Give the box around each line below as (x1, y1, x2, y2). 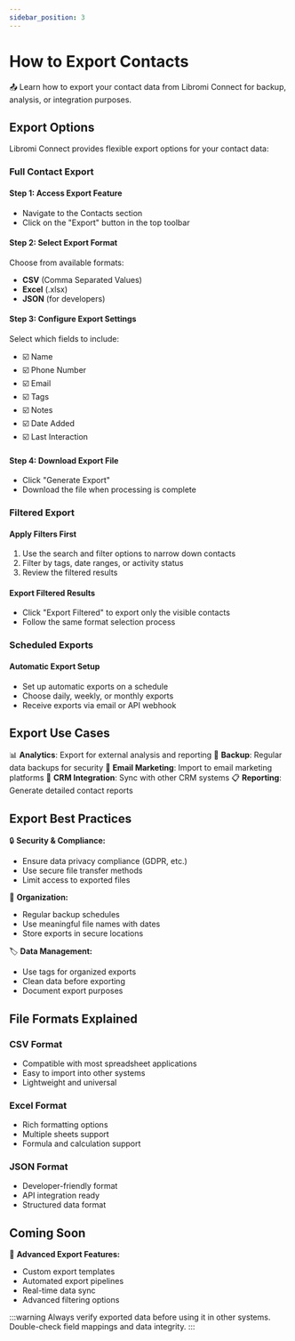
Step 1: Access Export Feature (9, 188, 123, 198)
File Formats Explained (9, 1011, 138, 1026)
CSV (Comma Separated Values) (21, 274, 142, 285)
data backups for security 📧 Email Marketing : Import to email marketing (9, 763, 273, 773)
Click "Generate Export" (21, 475, 111, 486)
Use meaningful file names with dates (21, 918, 161, 930)
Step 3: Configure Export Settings (9, 313, 137, 325)
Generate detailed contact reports (9, 785, 133, 796)
